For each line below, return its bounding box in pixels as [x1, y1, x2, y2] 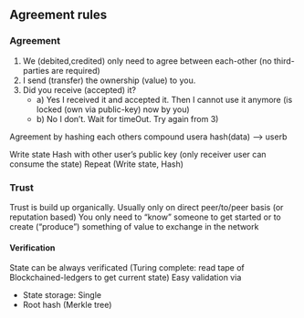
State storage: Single [22, 290, 102, 301]
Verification [9, 241, 56, 253]
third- [273, 55, 295, 67]
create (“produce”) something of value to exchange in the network [9, 221, 259, 231]
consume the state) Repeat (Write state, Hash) [9, 159, 184, 169]
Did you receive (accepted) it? [22, 84, 137, 95]
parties [22, 65, 50, 76]
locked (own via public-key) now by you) [36, 104, 190, 115]
